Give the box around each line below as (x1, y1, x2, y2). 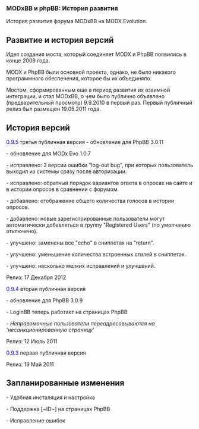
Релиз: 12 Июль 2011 (6, 337, 58, 345)
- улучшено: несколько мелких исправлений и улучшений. (6, 262, 156, 269)
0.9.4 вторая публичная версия (6, 285, 86, 292)
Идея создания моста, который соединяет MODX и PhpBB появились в (6, 51, 187, 58)
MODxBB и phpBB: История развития (6, 4, 118, 12)
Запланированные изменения (6, 378, 125, 388)
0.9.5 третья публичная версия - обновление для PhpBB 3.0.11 (6, 138, 164, 145)
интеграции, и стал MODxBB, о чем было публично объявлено (6, 93, 165, 100)
